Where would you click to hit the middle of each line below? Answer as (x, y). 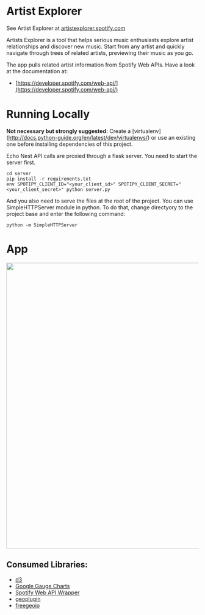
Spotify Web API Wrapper (47, 592)
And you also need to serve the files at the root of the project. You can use (100, 201)
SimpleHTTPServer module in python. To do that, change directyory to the (100, 207)
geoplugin (28, 599)
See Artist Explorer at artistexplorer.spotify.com (66, 28)
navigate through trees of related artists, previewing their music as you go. (100, 52)
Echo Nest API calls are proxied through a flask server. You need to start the (102, 156)
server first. (21, 162)
